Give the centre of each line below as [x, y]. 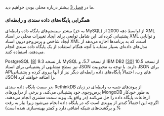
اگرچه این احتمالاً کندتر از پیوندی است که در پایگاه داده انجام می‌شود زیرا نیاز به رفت [82, 103]
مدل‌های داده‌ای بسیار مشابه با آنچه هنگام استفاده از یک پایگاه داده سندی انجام [76, 47]
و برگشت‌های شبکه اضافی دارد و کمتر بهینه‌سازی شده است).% [63, 108]
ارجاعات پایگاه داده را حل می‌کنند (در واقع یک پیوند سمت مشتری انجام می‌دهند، [78, 97]
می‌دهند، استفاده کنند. [25, 52]
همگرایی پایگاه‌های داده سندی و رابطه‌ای [47, 20]
